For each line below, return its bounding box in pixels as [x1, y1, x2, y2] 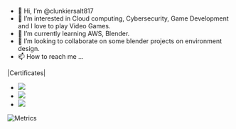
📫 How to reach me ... [17, 52, 84, 60]
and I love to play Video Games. [17, 22, 111, 30]
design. [17, 45, 41, 52]
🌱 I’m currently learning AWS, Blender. [17, 29, 130, 38]
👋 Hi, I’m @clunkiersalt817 [17, 7, 94, 15]
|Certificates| [7, 69, 46, 77]
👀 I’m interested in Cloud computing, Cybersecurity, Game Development [17, 14, 229, 23]
